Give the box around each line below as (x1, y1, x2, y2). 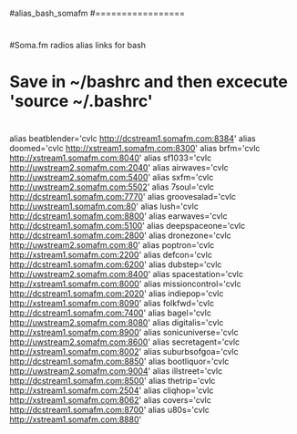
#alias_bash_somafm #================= (9, 8, 185, 18)
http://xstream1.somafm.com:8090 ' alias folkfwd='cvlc (9, 297, 215, 308)
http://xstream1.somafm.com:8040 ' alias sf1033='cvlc (9, 152, 212, 163)
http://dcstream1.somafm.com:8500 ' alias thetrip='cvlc (9, 375, 216, 386)
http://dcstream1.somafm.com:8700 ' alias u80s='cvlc (9, 404, 210, 415)
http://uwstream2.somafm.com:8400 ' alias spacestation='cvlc (9, 268, 244, 279)
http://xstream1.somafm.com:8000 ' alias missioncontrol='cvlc (9, 278, 241, 289)
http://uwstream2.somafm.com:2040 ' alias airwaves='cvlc (9, 161, 230, 172)
